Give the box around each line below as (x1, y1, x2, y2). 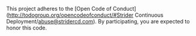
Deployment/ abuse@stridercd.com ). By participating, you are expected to (6, 18, 190, 25)
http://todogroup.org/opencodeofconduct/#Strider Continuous (8, 11, 164, 19)
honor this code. (6, 24, 47, 31)
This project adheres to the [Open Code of (6, 5, 112, 12)
